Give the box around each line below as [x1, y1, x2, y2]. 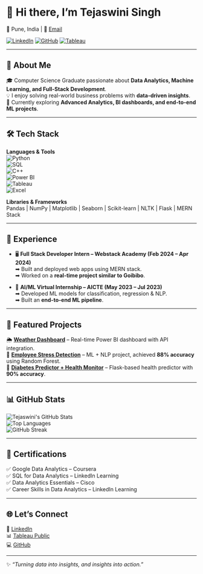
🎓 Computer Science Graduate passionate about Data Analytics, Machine [6, 77, 194, 84]
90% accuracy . [6, 371, 46, 378]
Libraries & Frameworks [6, 198, 68, 205]
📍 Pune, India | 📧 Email [6, 25, 62, 33]
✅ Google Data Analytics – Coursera [6, 465, 97, 473]
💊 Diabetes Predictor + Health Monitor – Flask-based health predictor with [6, 364, 193, 371]
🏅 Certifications [6, 449, 67, 459]
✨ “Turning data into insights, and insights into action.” [6, 561, 144, 568]
